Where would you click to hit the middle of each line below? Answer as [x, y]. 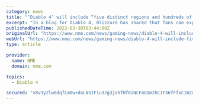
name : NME [23, 60]
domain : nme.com [31, 66]
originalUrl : [22, 34]
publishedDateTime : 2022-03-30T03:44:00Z [58, 28]
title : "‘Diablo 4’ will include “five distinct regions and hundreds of [99, 17]
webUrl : [16, 39]
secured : [17, 93]
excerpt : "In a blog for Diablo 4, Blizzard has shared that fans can [95, 22]
